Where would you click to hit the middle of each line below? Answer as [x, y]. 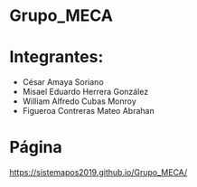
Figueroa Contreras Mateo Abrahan [89, 111]
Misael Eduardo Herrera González [85, 92]
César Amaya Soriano [63, 82]
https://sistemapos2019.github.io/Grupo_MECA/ [98, 173]
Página [36, 148]
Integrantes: [56, 57]
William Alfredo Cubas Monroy [80, 101]
